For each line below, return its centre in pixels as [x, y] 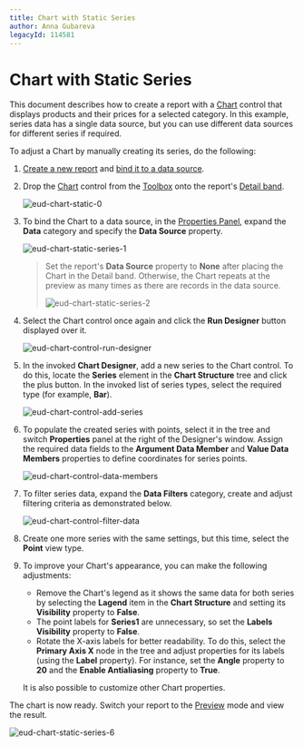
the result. [29, 715]
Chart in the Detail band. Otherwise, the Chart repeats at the [157, 276]
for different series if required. [66, 133]
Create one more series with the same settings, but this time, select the [156, 539]
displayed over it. [55, 330]
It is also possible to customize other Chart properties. [124, 688]
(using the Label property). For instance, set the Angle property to [160, 661]
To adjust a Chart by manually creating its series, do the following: [133, 152]
